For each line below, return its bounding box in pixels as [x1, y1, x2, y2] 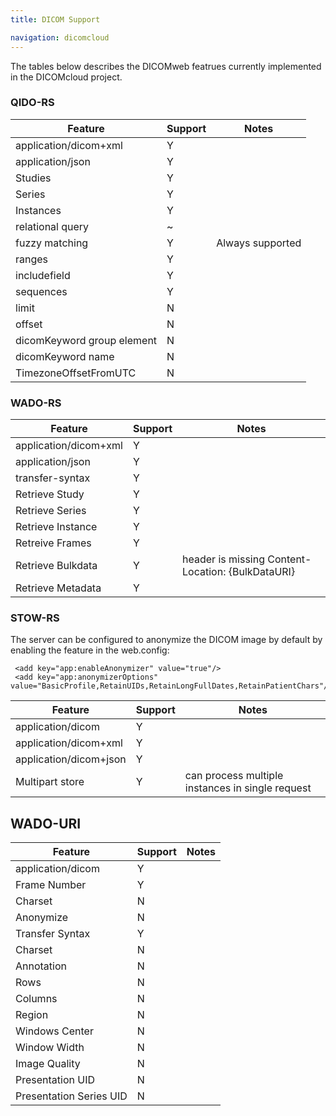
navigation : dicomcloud [10, 32, 110, 43]
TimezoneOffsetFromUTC [15, 366, 137, 380]
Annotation [15, 959, 67, 973]
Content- [267, 552, 312, 566]
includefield [15, 268, 71, 282]
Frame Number [15, 878, 87, 892]
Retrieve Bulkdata [15, 559, 98, 573]
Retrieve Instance [15, 520, 98, 534]
